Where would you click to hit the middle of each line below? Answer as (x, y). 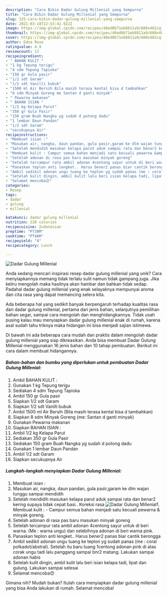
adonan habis (27, 557)
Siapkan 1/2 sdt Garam (36, 401)
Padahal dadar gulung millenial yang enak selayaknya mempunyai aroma (80, 290)
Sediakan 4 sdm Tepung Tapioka (46, 391)
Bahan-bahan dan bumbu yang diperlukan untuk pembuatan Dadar (77, 362)
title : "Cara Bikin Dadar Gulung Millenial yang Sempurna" (68, 14)
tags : (11, 195)
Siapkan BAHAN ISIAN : (37, 428)
